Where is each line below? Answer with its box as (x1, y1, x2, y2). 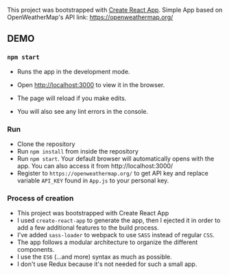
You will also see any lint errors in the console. (16, 107, 149, 115)
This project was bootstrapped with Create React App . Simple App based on (7, 6, 223, 14)
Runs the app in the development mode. (16, 67, 130, 75)
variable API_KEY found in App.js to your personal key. (16, 176, 169, 184)
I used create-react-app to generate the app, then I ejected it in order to (16, 216, 221, 225)
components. (16, 246, 55, 254)
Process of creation (7, 193, 74, 203)
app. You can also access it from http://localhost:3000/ (16, 161, 173, 170)
